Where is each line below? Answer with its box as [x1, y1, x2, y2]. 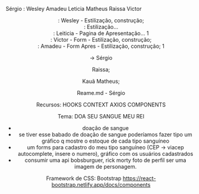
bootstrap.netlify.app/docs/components [51, 181, 151, 188]
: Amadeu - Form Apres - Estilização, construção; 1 [38, 42, 165, 50]
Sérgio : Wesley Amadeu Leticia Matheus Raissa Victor [5, 5, 142, 12]
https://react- [122, 175, 157, 182]
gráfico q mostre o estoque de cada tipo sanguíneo [41, 137, 170, 144]
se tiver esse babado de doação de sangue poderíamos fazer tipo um [18, 131, 192, 138]
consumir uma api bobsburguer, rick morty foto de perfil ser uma [24, 157, 187, 164]
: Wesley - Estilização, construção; [57, 17, 145, 24]
